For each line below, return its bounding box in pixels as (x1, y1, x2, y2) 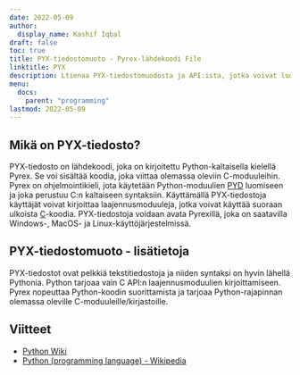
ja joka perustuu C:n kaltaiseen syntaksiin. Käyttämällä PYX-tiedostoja (9, 189, 267, 201)
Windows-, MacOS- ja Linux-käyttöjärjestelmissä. (9, 218, 192, 229)
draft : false (9, 37, 58, 47)
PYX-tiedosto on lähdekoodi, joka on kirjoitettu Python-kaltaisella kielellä (9, 162, 277, 172)
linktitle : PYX (9, 63, 66, 72)
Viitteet (9, 322, 52, 337)
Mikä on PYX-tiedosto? (9, 137, 141, 153)
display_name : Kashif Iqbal (17, 29, 122, 38)
